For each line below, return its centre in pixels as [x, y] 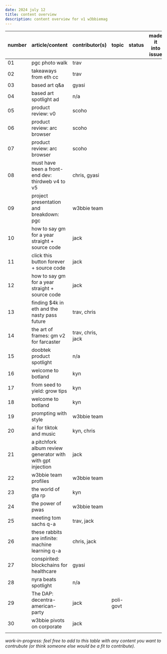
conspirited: [45, 559]
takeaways [44, 71]
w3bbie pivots [48, 621]
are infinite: [45, 539]
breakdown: [45, 214]
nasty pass [44, 315]
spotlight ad [45, 99]
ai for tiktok [45, 428]
